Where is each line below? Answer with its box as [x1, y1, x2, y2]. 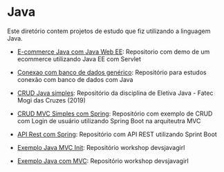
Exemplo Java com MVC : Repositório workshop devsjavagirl [17, 156, 189, 165]
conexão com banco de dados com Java [17, 75, 133, 83]
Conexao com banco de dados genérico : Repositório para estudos [17, 68, 207, 76]
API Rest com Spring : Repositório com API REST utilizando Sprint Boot [17, 130, 218, 138]
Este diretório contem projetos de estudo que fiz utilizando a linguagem [7, 27, 211, 35]
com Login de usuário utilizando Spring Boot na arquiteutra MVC [17, 116, 201, 125]
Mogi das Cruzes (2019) [17, 96, 86, 104]
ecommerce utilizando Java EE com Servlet [17, 54, 142, 63]
